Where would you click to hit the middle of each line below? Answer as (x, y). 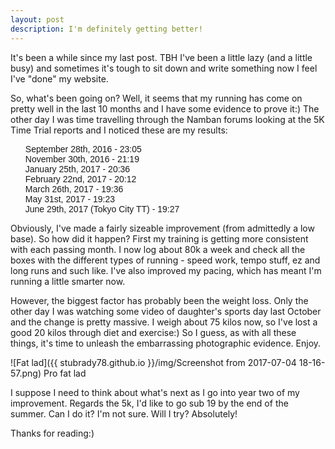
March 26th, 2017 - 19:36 (74, 189)
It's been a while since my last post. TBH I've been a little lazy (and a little (161, 57)
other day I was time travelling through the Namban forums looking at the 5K (167, 119)
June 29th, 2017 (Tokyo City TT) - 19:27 (102, 209)
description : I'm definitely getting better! (106, 29)
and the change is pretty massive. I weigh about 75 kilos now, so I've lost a (164, 322)
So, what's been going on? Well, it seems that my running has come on (156, 98)
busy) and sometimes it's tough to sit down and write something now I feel (164, 68)
